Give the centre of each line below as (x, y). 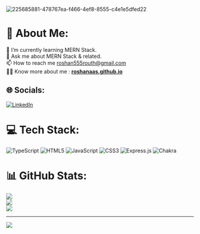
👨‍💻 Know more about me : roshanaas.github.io (65, 71)
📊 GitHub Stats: (47, 176)
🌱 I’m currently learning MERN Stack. (51, 50)
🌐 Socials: (26, 90)
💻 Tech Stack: (43, 130)
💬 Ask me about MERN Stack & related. (54, 56)
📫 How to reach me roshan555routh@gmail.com (66, 63)
